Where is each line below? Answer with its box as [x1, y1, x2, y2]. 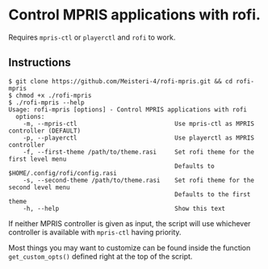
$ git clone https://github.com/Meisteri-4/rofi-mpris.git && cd [8, 77, 232, 86]
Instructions [8, 56, 71, 69]
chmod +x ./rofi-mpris [15, 91, 92, 99]
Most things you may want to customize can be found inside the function [8, 242, 251, 252]
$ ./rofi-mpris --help [8, 99, 85, 107]
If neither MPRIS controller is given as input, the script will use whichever [8, 218, 251, 228]
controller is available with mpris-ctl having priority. [8, 227, 182, 237]
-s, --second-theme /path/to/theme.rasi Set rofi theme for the [23, 176, 254, 184]
